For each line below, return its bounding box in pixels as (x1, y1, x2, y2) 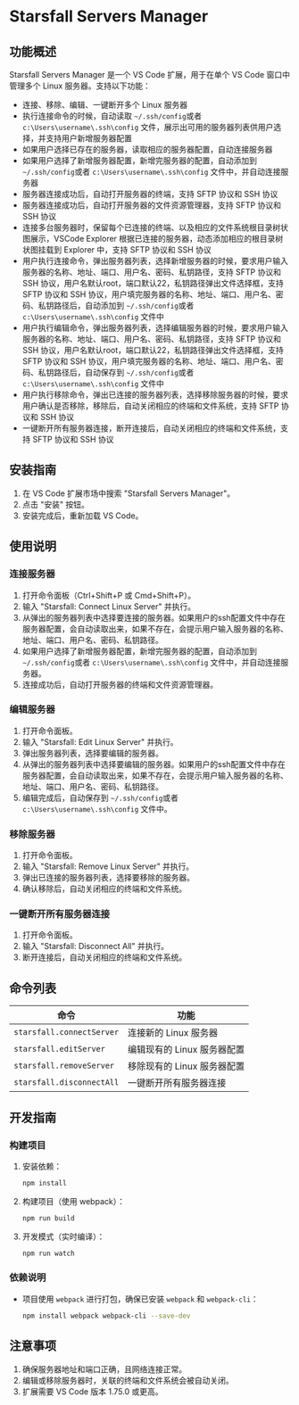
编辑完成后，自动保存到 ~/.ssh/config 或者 (21, 792, 179, 803)
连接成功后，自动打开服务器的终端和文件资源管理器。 (21, 679, 219, 690)
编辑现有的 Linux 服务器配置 (128, 1044, 245, 1056)
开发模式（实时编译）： (21, 1231, 105, 1242)
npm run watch (21, 1249, 75, 1258)
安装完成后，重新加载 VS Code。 (21, 510, 144, 521)
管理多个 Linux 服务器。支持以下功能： (9, 80, 152, 91)
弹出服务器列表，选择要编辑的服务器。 (21, 748, 163, 758)
